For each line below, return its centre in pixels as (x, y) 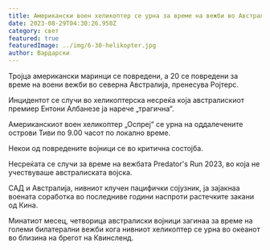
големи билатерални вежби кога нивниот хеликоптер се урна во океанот (134, 229)
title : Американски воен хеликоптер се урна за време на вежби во (122, 16)
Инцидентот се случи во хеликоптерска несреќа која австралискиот (127, 100)
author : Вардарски (39, 53)
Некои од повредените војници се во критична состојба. (106, 148)
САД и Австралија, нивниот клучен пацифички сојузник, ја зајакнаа (124, 188)
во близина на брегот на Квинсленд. (71, 238)
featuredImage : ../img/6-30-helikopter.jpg (82, 46)
